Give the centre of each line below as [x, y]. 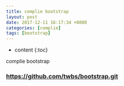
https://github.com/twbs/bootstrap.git [62, 77]
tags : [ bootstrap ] [28, 33]
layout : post [22, 17]
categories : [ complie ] [33, 28]
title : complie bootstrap [37, 11]
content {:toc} [31, 50]
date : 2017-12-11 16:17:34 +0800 [47, 22]
